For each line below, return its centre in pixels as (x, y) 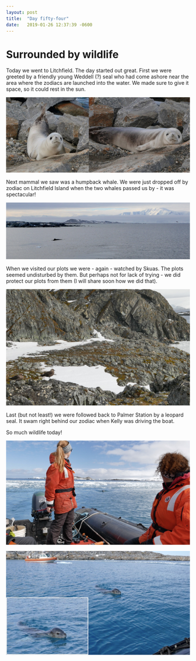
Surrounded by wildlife (62, 54)
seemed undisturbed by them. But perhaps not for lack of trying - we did (93, 275)
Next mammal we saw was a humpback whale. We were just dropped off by (97, 182)
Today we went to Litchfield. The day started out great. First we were (89, 71)
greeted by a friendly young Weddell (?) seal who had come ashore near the (97, 77)
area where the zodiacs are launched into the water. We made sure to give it (97, 83)
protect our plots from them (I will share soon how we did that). (82, 281)
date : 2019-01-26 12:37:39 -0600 (49, 25)
